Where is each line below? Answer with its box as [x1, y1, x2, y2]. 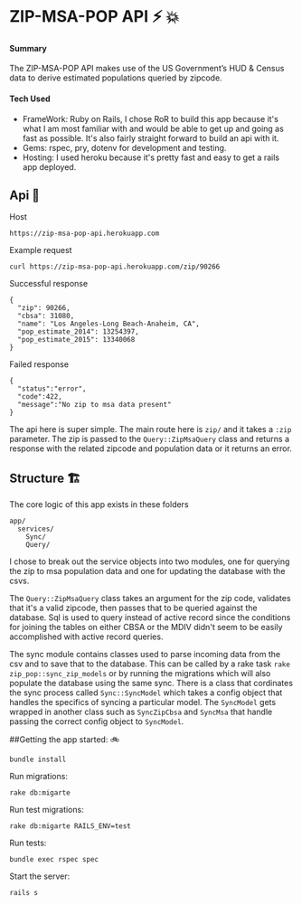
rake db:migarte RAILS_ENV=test [9, 822, 131, 831]
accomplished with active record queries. [9, 631, 164, 642]
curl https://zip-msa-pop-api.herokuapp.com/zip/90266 [9, 262, 221, 271]
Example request [9, 245, 72, 256]
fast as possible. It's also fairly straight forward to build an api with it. [22, 132, 279, 144]
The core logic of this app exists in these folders [9, 499, 189, 510]
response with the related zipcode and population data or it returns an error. [9, 443, 292, 454]
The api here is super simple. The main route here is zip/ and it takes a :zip [9, 424, 292, 435]
